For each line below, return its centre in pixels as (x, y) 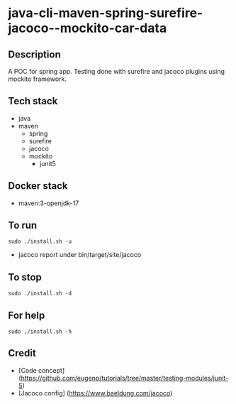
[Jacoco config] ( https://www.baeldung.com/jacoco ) (95, 393)
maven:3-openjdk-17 (49, 203)
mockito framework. (37, 79)
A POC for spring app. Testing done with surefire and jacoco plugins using (117, 71)
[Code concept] (41, 370)
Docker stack (38, 186)
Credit (22, 353)
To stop (25, 277)
